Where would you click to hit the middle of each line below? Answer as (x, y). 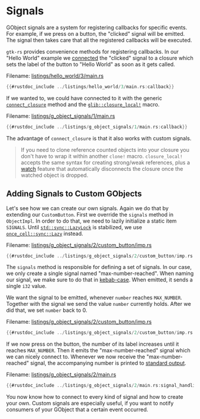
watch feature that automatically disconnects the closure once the (102, 168)
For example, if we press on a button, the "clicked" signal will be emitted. (96, 33)
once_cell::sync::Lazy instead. (45, 233)
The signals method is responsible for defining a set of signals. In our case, (99, 267)
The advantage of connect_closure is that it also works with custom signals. (99, 138)
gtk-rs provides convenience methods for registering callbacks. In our (93, 51)
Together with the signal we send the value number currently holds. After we (99, 304)
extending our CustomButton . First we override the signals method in (90, 214)
